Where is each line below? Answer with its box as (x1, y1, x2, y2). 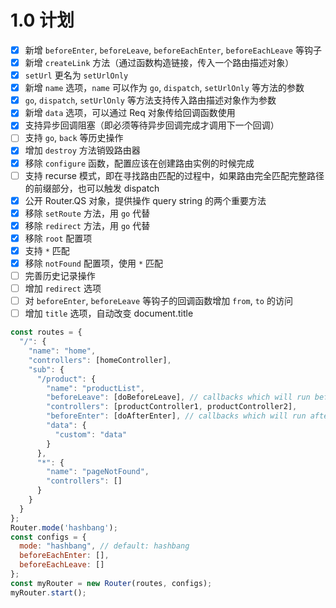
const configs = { (10, 532, 87, 542)
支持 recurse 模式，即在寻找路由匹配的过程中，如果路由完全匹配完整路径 (24, 169, 325, 181)
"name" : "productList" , (46, 383, 145, 393)
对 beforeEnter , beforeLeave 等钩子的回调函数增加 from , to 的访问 (24, 295, 293, 307)
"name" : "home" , (28, 346, 97, 356)
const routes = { (10, 327, 83, 338)
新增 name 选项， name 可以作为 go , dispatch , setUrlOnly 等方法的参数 (24, 82, 305, 94)
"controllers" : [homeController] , (28, 355, 172, 365)
